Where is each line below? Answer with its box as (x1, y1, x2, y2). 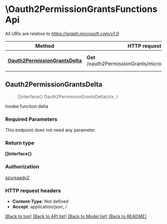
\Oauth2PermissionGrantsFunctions (5, 3, 158, 15)
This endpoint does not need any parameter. (5, 127, 96, 133)
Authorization (5, 163, 40, 170)
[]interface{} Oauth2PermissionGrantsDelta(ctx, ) (17, 93, 118, 99)
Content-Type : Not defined (12, 198, 69, 204)
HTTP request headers (5, 187, 61, 194)
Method (35, 42, 55, 49)
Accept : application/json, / (12, 204, 67, 210)
